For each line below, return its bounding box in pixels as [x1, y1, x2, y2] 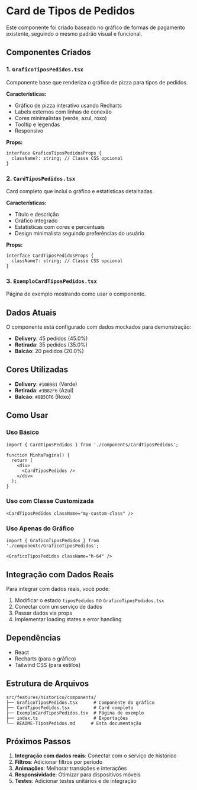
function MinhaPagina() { [6, 452, 70, 458]
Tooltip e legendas [14, 121, 60, 128]
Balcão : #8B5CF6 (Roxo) [14, 393, 71, 400]
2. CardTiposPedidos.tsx [6, 174, 76, 182]
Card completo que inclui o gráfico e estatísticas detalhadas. [6, 187, 154, 194]
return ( [11, 457, 33, 463]
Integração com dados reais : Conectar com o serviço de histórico [14, 752, 177, 759]
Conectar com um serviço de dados [14, 603, 102, 610]
